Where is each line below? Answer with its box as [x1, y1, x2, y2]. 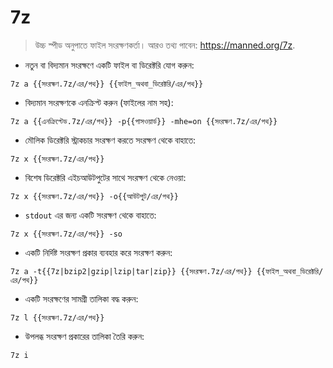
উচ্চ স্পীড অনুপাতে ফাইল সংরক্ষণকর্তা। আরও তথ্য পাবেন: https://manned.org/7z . [34, 39, 296, 51]
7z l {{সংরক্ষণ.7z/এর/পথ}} [10, 312, 105, 323]
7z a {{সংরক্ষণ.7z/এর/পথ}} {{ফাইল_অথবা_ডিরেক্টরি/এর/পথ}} [10, 79, 204, 89]
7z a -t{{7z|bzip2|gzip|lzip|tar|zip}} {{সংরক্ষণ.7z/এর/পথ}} [10, 266, 253, 276]
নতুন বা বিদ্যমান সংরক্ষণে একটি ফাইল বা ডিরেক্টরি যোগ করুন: [24, 59, 195, 71]
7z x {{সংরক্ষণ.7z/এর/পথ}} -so [10, 229, 123, 239]
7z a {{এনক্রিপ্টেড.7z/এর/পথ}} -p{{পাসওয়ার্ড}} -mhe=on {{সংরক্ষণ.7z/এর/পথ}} [10, 116, 278, 126]
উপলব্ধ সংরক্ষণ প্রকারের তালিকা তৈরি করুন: [24, 330, 145, 342]
